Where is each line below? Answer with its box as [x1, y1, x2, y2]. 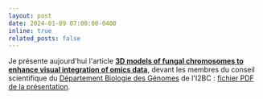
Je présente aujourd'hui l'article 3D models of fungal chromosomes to [8, 56, 244, 66]
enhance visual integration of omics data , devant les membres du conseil [8, 65, 255, 75]
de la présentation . [8, 82, 71, 92]
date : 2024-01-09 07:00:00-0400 [8, 19, 117, 27]
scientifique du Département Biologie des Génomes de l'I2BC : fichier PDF [8, 73, 255, 83]
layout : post [8, 11, 52, 20]
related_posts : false [8, 34, 81, 43]
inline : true [8, 27, 52, 35]
